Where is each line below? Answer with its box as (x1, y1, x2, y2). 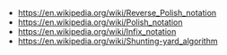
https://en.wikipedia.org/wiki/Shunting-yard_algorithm (17, 35, 218, 46)
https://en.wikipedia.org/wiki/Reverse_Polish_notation (17, 8, 217, 18)
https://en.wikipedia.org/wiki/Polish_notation (17, 17, 183, 27)
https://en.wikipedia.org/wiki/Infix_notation (17, 27, 177, 36)
